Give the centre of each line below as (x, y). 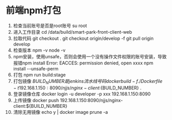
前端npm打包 (33, 10)
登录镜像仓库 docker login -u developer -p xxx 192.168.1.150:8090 (82, 94)
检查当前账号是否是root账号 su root (50, 26)
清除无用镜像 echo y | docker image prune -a (60, 112)
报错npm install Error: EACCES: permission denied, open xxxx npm (83, 63)
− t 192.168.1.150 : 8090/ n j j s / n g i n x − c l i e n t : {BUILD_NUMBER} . (77, 88)
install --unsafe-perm (36, 68)
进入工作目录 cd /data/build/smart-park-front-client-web (72, 32)
